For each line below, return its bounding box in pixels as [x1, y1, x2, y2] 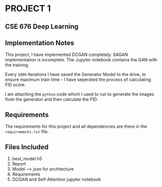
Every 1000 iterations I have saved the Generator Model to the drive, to [5, 72, 146, 77]
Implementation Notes [5, 38, 75, 47]
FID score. [5, 82, 26, 88]
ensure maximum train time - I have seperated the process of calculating [5, 76, 151, 83]
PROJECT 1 [5, 3, 51, 14]
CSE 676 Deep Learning [5, 22, 79, 31]
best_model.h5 [12, 156, 42, 162]
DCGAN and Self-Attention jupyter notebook [12, 176, 101, 183]
